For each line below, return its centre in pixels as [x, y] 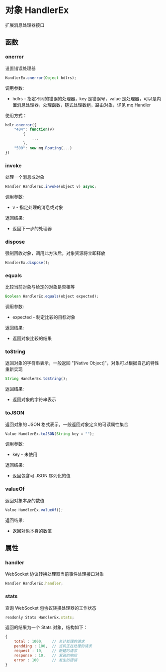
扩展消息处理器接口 [25, 25]
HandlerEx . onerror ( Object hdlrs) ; [41, 78]
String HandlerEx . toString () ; [37, 379]
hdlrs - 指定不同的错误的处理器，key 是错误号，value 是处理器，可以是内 [87, 98]
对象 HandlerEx [37, 10]
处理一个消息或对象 [25, 177]
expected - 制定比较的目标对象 [44, 317]
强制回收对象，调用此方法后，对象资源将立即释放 [55, 253]
